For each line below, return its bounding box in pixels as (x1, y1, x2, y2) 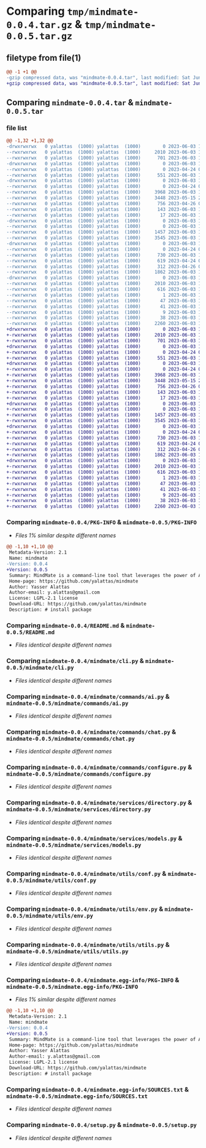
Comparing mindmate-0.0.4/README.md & (6, 621, 125, 629)
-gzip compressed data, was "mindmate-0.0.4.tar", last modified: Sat (6, 74, 191, 81)
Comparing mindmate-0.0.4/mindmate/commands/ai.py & (6, 692, 170, 701)
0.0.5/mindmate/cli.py (6, 664, 74, 671)
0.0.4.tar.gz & (6, 17, 83, 31)
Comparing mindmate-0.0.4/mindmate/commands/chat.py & (6, 727, 177, 736)
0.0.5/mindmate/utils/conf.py (6, 877, 97, 884)
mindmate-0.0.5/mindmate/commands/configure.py (6, 771, 151, 778)
